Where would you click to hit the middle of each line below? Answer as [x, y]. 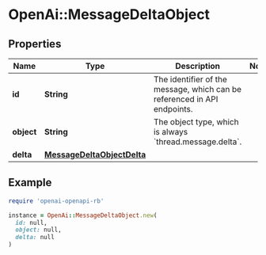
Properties [35, 44]
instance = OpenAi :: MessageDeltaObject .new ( [83, 215]
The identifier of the [190, 79]
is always [171, 132]
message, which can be [198, 89]
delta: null [35, 238]
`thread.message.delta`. [198, 142]
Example [30, 183]
